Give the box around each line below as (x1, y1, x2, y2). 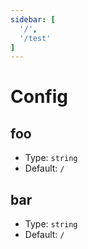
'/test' (19, 33, 52, 43)
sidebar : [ (10, 14, 56, 25)
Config (10, 86, 68, 108)
